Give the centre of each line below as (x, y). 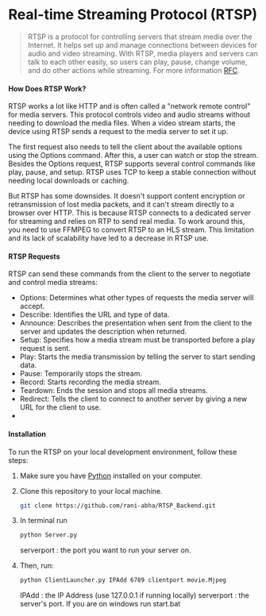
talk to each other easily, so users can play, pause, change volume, (137, 62)
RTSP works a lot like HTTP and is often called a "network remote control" (129, 106)
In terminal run (43, 521)
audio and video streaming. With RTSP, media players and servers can (143, 53)
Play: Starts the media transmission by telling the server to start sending (137, 357)
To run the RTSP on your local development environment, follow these (123, 452)
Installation (27, 433)
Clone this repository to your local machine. (91, 491)
